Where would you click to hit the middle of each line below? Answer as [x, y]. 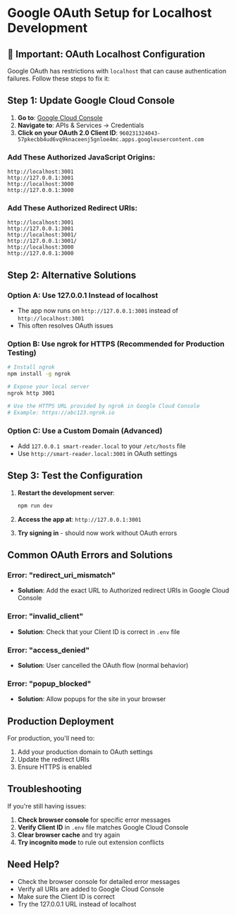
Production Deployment [61, 721]
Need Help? [33, 865]
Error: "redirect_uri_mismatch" [62, 575]
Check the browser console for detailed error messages [99, 881]
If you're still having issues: [47, 806]
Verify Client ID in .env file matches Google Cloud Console [103, 827]
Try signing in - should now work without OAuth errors [97, 533]
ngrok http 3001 [31, 393]
